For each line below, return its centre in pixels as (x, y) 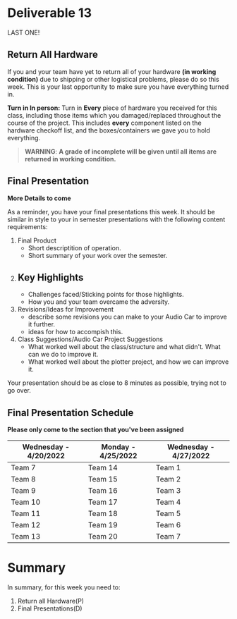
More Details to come (39, 198)
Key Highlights (50, 277)
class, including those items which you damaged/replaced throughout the (114, 115)
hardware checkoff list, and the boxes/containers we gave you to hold (109, 130)
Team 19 (103, 525)
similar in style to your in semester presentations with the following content (116, 219)
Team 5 (168, 514)
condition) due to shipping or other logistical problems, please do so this (114, 79)
